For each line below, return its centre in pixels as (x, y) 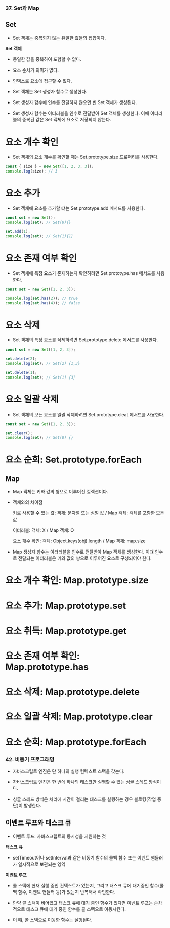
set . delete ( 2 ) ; (21, 359)
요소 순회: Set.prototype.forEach (74, 460)
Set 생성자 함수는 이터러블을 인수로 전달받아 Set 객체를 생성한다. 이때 (81, 113)
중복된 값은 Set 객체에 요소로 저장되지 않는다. (67, 119)
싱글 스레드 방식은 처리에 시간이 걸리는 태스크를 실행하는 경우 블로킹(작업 (84, 799)
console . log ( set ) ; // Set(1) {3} (40, 377)
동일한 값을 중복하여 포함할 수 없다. (47, 59)
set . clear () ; (19, 433)
